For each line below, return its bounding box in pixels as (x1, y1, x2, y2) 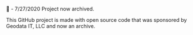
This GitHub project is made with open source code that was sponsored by (6, 17, 187, 23)
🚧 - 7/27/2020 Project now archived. (6, 6, 94, 12)
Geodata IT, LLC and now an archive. (6, 23, 96, 29)
